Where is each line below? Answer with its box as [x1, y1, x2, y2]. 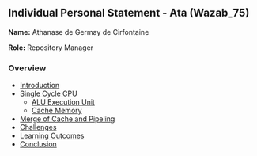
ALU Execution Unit [31, 97, 95, 107]
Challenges [19, 123, 57, 132]
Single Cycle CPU [19, 89, 77, 98]
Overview [8, 63, 47, 74]
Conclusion [19, 139, 57, 149]
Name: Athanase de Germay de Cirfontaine [8, 27, 149, 36]
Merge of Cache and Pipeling [19, 114, 115, 124]
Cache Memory [31, 106, 82, 116]
